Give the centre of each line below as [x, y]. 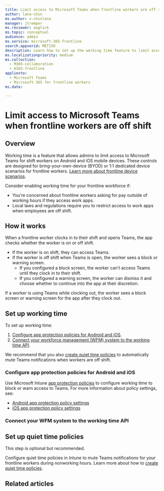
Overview [20, 144]
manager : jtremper [24, 23]
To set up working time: [29, 325]
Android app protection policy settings [51, 403]
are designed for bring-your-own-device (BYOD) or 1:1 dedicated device [78, 166]
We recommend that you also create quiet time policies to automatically [77, 355]
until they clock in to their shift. [50, 273]
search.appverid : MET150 [30, 46]
